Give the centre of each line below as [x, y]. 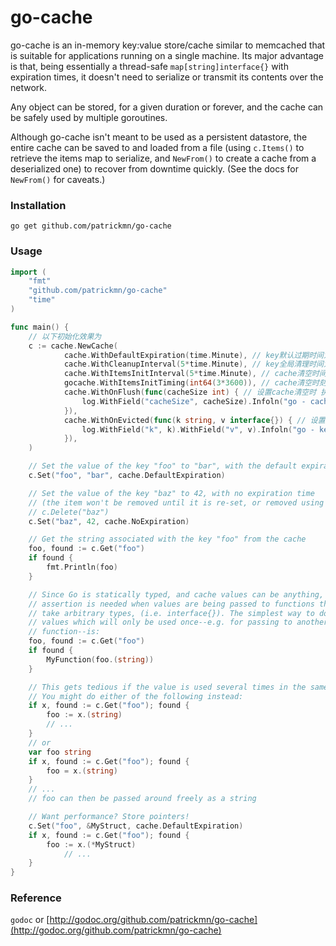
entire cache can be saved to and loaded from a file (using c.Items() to [157, 147]
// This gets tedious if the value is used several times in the [167, 687]
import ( [28, 272]
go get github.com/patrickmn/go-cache [91, 226]
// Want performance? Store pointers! [109, 817]
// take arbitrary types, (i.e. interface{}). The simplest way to [171, 613]
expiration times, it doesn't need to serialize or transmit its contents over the [167, 77]
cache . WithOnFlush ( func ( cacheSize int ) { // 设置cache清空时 [190, 392]
